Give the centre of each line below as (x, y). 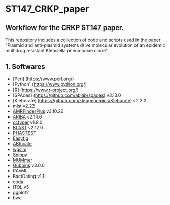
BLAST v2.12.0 (28, 127)
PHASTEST (24, 133)
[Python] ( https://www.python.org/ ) (50, 84)
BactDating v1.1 (28, 176)
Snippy (20, 154)
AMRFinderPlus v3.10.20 (38, 111)
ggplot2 (21, 192)
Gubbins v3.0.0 (28, 165)
